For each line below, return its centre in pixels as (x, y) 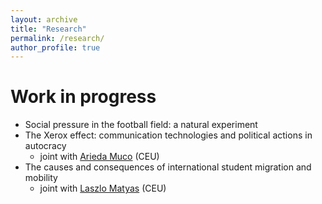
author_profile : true (55, 47)
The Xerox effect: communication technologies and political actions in (168, 135)
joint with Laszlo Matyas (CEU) (103, 188)
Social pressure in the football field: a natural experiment (141, 125)
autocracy (45, 146)
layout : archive (44, 19)
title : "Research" (48, 29)
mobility (41, 178)
